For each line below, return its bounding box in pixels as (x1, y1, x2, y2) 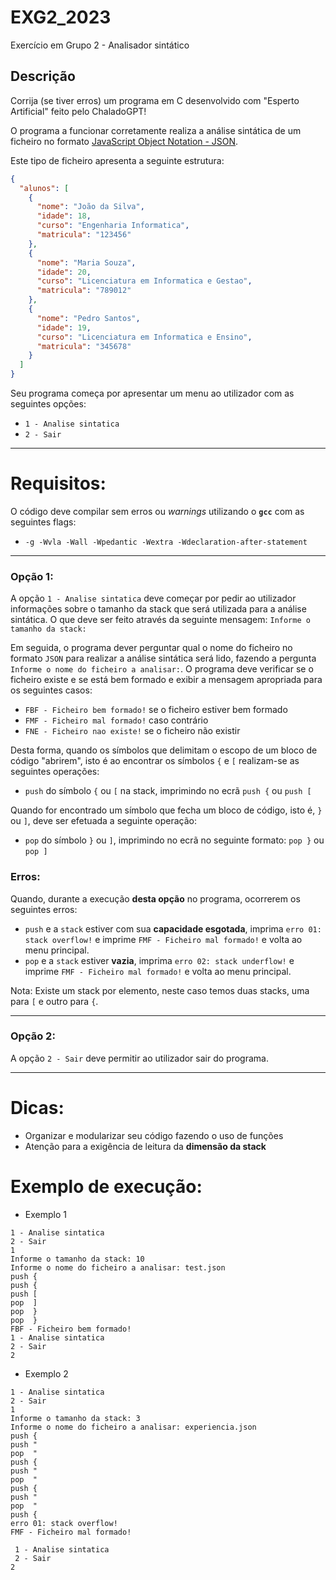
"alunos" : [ (19, 183, 70, 193)
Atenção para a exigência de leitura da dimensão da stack (24, 1140, 267, 1152)
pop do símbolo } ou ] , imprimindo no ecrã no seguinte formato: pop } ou (24, 834, 325, 846)
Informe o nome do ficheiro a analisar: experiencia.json (10, 1422, 257, 1432)
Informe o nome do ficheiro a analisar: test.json (10, 1262, 226, 1273)
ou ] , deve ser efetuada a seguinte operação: (10, 815, 197, 827)
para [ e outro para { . (10, 995, 99, 1007)
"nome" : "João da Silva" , (36, 202, 145, 212)
